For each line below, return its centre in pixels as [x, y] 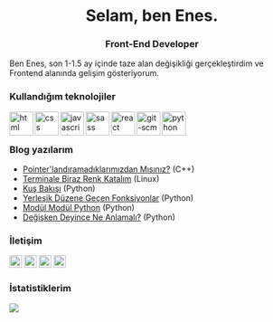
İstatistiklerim [41, 289]
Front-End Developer [152, 44]
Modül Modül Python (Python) [79, 208]
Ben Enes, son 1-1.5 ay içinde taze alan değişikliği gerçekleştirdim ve [136, 63]
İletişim [26, 241]
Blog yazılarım [42, 149]
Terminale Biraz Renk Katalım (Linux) [91, 179]
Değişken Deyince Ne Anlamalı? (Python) [99, 217]
